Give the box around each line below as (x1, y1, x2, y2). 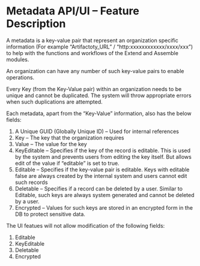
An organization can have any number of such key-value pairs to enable (6, 67, 184, 74)
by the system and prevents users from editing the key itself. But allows (14, 153, 192, 160)
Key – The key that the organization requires (14, 134, 124, 141)
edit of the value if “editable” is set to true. (14, 159, 120, 167)
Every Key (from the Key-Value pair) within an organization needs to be (6, 85, 182, 92)
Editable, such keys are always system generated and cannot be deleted (14, 191, 195, 198)
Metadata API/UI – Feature (6, 4, 139, 18)
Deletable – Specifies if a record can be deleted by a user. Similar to (14, 185, 183, 192)
